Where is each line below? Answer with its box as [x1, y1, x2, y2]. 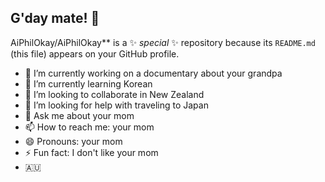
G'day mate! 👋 [10, 10, 100, 27]
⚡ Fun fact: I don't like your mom [24, 146, 159, 158]
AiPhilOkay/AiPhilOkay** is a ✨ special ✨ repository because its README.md [10, 36, 316, 48]
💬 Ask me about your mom [24, 109, 135, 121]
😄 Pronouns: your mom [24, 135, 123, 147]
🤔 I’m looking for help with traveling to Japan [24, 99, 209, 111]
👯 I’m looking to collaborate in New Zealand [24, 88, 205, 100]
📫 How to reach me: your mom [24, 121, 155, 133]
